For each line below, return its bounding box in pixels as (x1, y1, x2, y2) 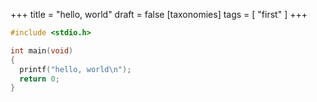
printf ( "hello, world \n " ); (19, 64, 132, 74)
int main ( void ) (10, 45, 74, 56)
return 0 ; (19, 74, 60, 84)
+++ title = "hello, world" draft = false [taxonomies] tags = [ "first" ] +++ (10, 9, 308, 20)
